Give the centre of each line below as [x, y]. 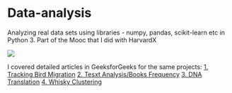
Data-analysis [50, 13]
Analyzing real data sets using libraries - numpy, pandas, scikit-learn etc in [116, 32]
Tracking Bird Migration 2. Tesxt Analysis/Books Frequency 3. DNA [105, 74]
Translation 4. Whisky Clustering [55, 82]
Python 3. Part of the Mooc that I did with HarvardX [82, 39]
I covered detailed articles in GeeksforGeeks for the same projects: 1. [108, 67]
